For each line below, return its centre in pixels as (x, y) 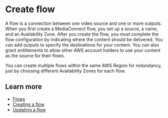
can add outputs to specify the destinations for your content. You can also (82, 45)
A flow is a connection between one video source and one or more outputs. (84, 23)
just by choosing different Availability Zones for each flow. (66, 71)
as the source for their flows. (35, 55)
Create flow (30, 9)
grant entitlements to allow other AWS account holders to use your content (83, 50)
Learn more (24, 87)
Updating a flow (29, 109)
